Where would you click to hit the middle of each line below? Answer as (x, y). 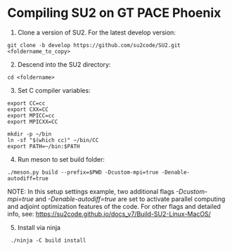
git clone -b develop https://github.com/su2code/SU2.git (94, 45)
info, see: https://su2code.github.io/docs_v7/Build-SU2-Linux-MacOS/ (109, 214)
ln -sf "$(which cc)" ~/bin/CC (53, 140)
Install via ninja (39, 227)
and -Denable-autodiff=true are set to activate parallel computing (130, 199)
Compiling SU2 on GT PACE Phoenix (114, 13)
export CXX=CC (28, 109)
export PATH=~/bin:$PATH (44, 146)
